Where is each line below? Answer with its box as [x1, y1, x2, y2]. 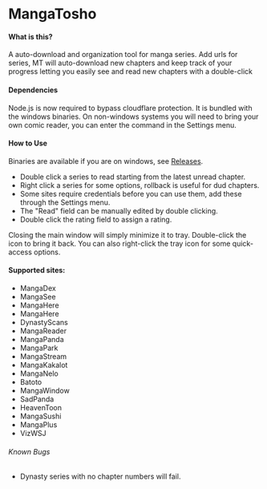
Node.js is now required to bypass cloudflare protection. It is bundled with [8, 103, 253, 112]
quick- [232, 238, 254, 248]
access [8, 247, 32, 257]
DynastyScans [19, 318, 68, 327]
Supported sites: [8, 266, 66, 275]
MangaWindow [19, 386, 70, 395]
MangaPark [19, 343, 59, 352]
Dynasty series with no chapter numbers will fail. [19, 471, 181, 482]
